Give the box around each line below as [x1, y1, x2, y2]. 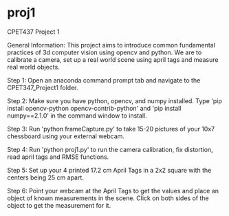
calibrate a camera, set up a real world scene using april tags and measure [7, 55, 219, 63]
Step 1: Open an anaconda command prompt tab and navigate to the [7, 76, 201, 84]
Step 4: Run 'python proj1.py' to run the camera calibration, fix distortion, [7, 145, 213, 153]
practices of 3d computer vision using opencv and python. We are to [7, 48, 202, 56]
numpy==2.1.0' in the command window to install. [7, 111, 148, 120]
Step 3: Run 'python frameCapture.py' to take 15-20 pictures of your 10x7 [7, 125, 215, 133]
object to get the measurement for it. [7, 201, 111, 209]
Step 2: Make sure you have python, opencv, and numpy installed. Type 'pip [7, 96, 222, 105]
